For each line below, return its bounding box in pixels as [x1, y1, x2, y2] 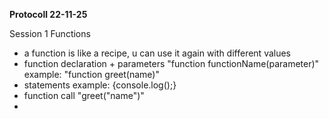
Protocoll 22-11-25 [9, 9, 88, 20]
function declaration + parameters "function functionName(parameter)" [23, 58, 320, 69]
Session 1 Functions [9, 28, 91, 39]
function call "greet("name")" [23, 90, 145, 101]
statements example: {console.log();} [23, 79, 177, 91]
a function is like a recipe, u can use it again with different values [23, 47, 292, 59]
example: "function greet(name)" [23, 69, 160, 80]
